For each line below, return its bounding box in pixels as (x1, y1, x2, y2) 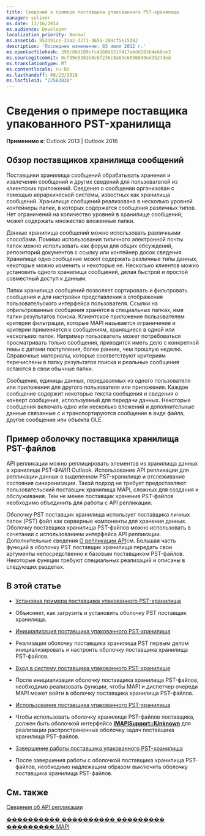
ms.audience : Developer (6, 26, 67, 33)
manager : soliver (6, 15, 51, 21)
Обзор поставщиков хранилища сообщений (6, 155, 184, 166)
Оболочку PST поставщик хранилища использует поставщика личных (6, 510, 190, 518)
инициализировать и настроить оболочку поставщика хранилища (15, 646, 188, 653)
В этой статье (6, 581, 62, 592)
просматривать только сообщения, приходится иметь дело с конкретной (6, 338, 199, 346)
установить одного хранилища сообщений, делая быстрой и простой (6, 268, 188, 275)
